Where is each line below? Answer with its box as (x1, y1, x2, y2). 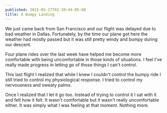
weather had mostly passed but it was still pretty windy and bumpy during (5, 36, 158, 42)
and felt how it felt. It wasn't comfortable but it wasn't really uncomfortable (5, 97, 159, 103)
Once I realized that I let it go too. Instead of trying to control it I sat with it (5, 92, 156, 98)
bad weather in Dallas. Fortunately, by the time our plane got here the (5, 31, 148, 37)
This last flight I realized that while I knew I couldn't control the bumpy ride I (5, 71, 161, 77)
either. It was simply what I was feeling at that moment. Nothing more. (5, 102, 149, 108)
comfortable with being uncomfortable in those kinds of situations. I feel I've (5, 56, 162, 62)
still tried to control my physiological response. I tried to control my (5, 77, 143, 83)
